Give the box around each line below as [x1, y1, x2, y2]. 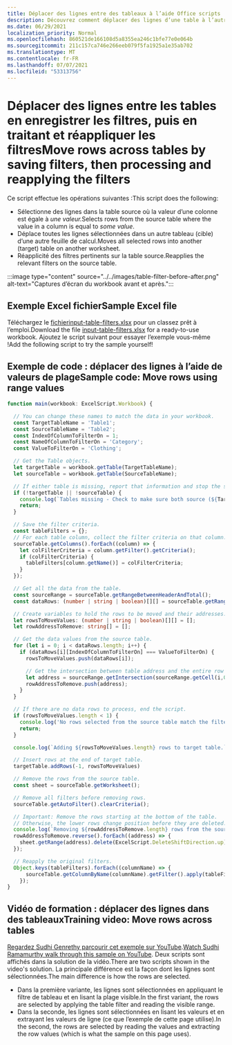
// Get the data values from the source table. [13, 636, 153, 643]
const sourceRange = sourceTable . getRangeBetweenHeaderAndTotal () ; [13, 591, 212, 599]
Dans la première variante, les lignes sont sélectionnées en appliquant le [17, 985, 223, 994]
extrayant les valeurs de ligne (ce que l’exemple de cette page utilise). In [17, 1015, 222, 1024]
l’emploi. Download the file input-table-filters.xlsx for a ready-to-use [7, 326, 200, 334]
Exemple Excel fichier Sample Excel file [7, 300, 177, 311]
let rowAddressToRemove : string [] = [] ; [13, 624, 131, 630]
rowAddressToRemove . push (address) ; [25, 680, 128, 687]
